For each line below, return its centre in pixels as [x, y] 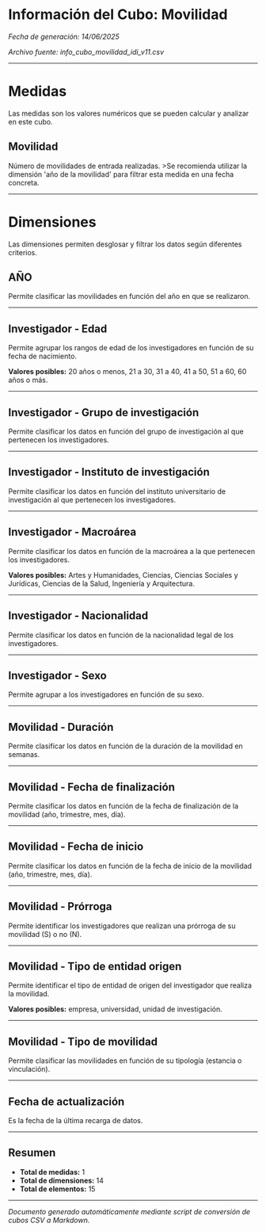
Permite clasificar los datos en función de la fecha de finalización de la [123, 805]
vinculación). [29, 1069]
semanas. [24, 755]
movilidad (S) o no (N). [45, 934]
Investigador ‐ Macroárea [72, 532]
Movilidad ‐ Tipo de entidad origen [95, 966]
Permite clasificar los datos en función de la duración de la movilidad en [125, 746]
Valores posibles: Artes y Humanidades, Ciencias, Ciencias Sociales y [123, 575]
